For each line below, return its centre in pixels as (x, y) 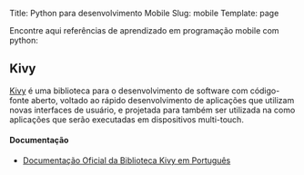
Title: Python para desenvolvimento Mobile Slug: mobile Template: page (144, 13)
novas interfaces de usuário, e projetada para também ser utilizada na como (152, 110)
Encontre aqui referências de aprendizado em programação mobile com (144, 30)
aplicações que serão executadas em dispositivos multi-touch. (127, 119)
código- (265, 91)
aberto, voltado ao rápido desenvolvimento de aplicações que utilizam (162, 100)
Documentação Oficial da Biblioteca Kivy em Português (127, 160)
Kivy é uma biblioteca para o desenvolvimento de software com (129, 91)
